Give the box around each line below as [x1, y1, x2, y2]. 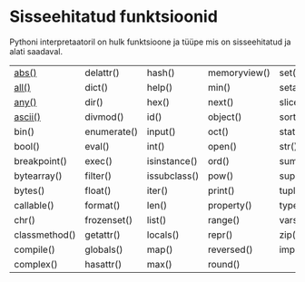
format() [84, 199, 121, 211]
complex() [14, 258, 58, 270]
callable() [14, 199, 54, 211]
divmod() [84, 111, 124, 123]
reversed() [207, 243, 253, 256]
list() [146, 213, 167, 226]
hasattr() [84, 258, 123, 270]
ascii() [14, 111, 41, 123]
